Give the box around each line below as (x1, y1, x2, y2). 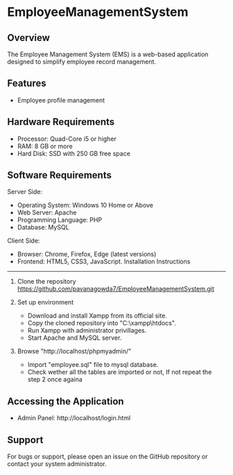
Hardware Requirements (7, 116, 115, 128)
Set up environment (17, 298, 74, 306)
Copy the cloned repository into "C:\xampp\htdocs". (27, 319, 177, 327)
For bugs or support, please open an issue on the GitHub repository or (7, 452, 208, 461)
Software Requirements (7, 169, 112, 181)
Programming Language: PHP (17, 216, 103, 224)
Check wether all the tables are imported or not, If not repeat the (27, 368, 212, 377)
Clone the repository (17, 277, 76, 286)
